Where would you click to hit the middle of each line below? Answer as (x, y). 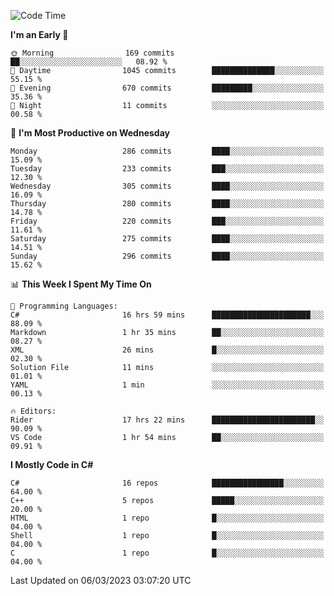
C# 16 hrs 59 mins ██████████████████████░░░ (167, 315)
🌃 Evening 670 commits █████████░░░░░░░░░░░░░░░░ (167, 88)
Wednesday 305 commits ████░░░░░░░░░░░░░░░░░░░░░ (167, 186)
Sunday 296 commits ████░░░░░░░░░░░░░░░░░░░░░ (167, 256)
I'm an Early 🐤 (39, 34)
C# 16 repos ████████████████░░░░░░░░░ (167, 483)
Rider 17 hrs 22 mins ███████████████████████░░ (167, 420)
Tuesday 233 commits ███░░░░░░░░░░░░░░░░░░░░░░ (167, 169)
